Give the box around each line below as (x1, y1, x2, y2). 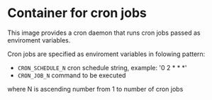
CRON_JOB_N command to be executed (17, 71, 126, 79)
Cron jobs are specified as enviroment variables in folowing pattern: (7, 50, 206, 58)
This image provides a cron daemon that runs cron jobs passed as (7, 28, 201, 37)
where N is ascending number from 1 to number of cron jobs (7, 84, 184, 93)
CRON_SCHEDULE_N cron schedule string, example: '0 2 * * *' (17, 63, 187, 72)
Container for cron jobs (7, 5, 147, 21)
